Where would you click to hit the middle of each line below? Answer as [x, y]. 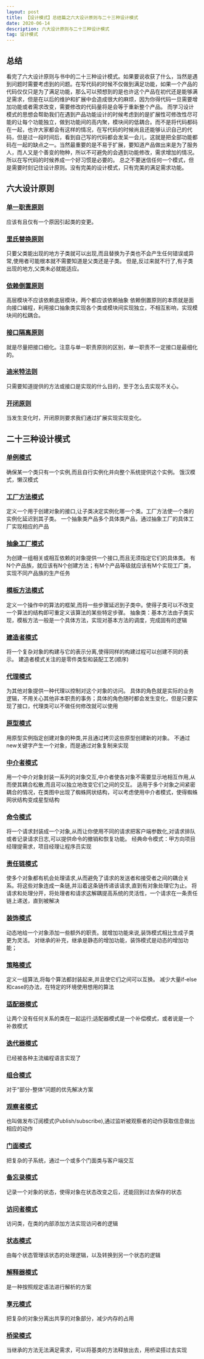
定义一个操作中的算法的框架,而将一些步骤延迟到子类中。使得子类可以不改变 [100, 604]
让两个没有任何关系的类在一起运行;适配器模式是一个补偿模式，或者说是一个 [100, 1019]
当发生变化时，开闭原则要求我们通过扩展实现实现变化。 [75, 418]
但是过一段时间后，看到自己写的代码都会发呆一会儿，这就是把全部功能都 [107, 137]
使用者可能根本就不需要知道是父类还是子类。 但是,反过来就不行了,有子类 [103, 261]
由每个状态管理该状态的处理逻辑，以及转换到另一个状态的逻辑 [83, 1255]
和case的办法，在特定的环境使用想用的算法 [60, 987]
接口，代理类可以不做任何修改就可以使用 [67, 706]
